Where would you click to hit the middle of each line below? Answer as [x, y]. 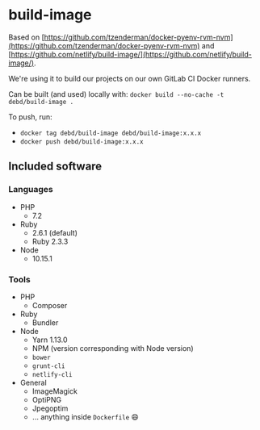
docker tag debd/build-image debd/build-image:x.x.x [111, 133]
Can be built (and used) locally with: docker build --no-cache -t [116, 94]
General [33, 382]
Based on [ [26, 37]
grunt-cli [49, 366]
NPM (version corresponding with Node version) [113, 348]
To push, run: [30, 117]
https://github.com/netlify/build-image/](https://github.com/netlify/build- [131, 54]
